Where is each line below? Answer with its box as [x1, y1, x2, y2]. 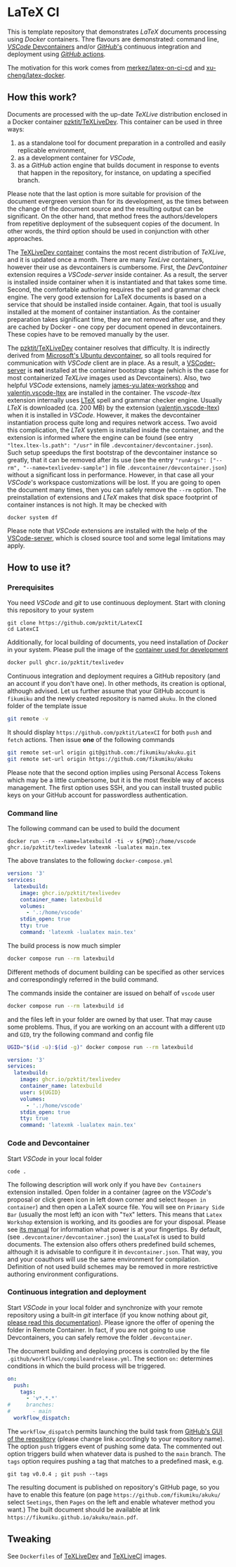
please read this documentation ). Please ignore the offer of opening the [7, 1318, 215, 1327]
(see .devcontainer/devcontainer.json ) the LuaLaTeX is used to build [7, 1233, 205, 1241]
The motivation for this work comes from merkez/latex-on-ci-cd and [7, 63, 205, 72]
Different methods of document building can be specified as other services [7, 968, 225, 976]
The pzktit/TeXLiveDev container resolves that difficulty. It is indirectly [7, 344, 210, 352]
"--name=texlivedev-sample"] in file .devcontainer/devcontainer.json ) [22, 463, 227, 472]
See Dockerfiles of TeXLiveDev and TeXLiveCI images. [7, 1552, 167, 1560]
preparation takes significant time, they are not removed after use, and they [7, 315, 226, 323]
